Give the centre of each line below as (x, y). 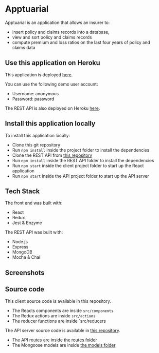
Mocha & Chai (26, 257)
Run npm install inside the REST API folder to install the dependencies (83, 160)
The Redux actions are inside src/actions (54, 315)
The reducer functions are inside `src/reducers (59, 321)
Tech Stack (22, 191)
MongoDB (22, 252)
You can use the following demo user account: (52, 84)
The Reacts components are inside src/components (63, 311)
